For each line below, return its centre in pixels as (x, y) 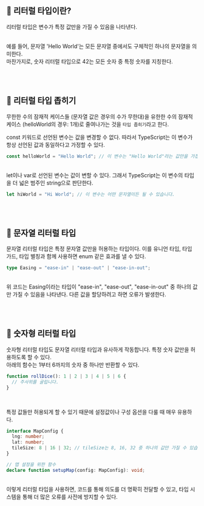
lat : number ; (28, 442)
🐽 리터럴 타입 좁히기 (41, 101)
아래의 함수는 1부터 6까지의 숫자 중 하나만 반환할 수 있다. (73, 365)
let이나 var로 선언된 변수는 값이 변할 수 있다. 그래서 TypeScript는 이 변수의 (95, 175)
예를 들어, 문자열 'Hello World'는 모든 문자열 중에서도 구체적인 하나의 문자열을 (99, 46)
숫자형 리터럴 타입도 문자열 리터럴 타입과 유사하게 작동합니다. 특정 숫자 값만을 (98, 350)
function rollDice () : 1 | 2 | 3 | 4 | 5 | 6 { (66, 376)
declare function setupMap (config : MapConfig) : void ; (76, 470)
